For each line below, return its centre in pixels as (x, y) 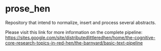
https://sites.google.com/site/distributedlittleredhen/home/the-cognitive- (80, 37)
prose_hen (28, 9)
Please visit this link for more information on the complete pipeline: (74, 32)
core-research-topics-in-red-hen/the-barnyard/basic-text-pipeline (74, 42)
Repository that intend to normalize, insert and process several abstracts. (81, 22)
